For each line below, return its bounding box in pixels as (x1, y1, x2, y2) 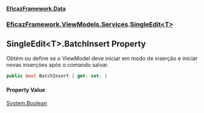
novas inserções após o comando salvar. (6, 61, 109, 69)
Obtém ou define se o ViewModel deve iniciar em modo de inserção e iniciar (6, 55, 198, 62)
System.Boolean (6, 100, 47, 107)
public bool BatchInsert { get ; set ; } (6, 73, 108, 79)
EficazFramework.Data (6, 5, 66, 12)
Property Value (6, 86, 46, 94)
